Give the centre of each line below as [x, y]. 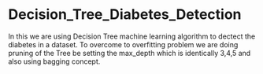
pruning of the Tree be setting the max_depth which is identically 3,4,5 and [130, 53]
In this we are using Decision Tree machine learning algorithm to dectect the [132, 36]
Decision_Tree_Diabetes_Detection [125, 15]
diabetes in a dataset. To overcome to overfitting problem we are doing [123, 44]
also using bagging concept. [54, 61]
